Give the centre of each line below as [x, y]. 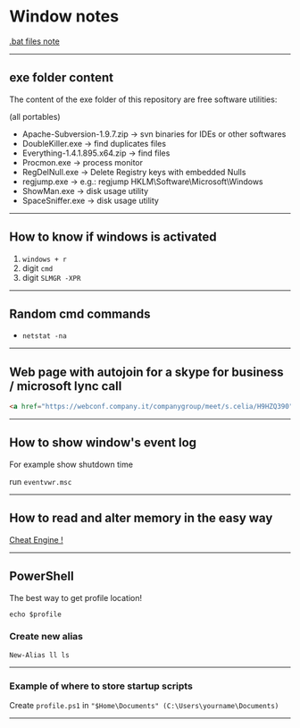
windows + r [44, 259]
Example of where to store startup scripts [101, 686]
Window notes [64, 17]
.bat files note [34, 41]
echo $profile [36, 614]
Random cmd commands [80, 313]
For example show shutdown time [71, 464]
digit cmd [37, 268]
